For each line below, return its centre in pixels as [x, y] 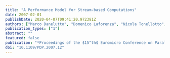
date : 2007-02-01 [24, 15]
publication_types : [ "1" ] [32, 29]
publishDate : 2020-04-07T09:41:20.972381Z [51, 19]
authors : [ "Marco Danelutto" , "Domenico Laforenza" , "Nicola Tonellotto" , [86, 24]
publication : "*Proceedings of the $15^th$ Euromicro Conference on [79, 43]
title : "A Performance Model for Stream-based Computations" [71, 10]
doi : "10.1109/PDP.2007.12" [35, 47]
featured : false [22, 38]
